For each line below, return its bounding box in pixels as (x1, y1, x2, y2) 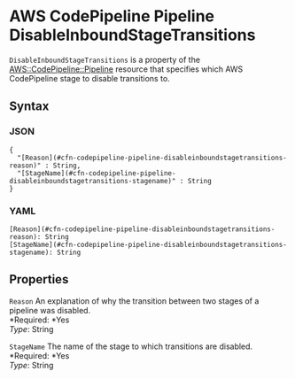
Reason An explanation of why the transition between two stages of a (9, 295, 260, 306)
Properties (9, 272, 69, 287)
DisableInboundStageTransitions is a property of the (9, 54, 201, 65)
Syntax (9, 99, 50, 114)
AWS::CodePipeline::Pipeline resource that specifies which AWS (9, 64, 244, 74)
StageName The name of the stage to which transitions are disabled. (9, 341, 253, 352)
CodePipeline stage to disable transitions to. (9, 73, 170, 83)
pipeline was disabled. (9, 305, 91, 315)
